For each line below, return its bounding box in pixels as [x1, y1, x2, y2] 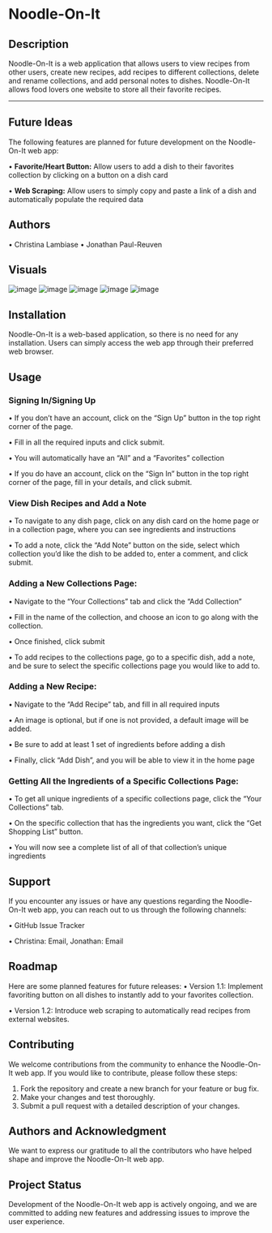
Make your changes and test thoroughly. [19, 1092, 155, 1102]
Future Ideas [8, 115, 73, 130]
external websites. [8, 1014, 70, 1024]
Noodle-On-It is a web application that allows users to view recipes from [8, 58, 250, 68]
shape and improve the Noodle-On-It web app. [8, 1154, 164, 1164]
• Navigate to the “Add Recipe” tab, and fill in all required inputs [8, 699, 220, 709]
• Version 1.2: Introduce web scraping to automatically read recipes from [8, 1005, 251, 1015]
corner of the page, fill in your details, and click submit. [8, 477, 193, 487]
